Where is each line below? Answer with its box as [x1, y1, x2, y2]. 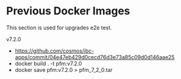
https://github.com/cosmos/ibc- [14, 47, 95, 54]
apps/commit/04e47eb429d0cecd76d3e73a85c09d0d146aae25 [14, 53, 175, 60]
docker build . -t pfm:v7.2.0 [14, 60, 82, 67]
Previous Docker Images [6, 4, 131, 18]
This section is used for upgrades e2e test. [6, 24, 112, 31]
